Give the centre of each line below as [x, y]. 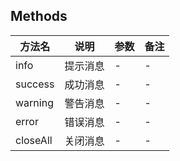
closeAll [34, 140]
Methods [39, 16]
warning [34, 102]
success [35, 84]
